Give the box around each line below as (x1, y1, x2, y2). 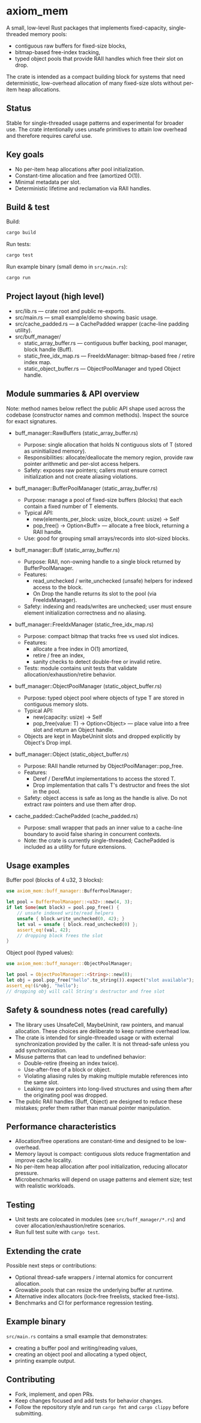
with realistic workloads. (14, 1182, 76, 1189)
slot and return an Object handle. (32, 726, 115, 733)
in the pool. (32, 787, 61, 795)
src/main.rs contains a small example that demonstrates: (6, 1332, 148, 1340)
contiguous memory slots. (23, 700, 89, 708)
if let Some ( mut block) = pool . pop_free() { (6, 905, 119, 911)
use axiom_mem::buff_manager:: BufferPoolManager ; (6, 888, 133, 894)
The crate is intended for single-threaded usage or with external (14, 1034, 174, 1041)
